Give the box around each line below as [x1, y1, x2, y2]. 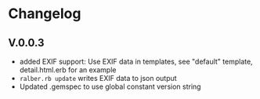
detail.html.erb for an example [19, 65, 117, 75]
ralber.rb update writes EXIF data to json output [19, 74, 178, 82]
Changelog [8, 5, 81, 23]
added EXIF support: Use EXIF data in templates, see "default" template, [19, 57, 253, 66]
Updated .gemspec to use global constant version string [19, 82, 201, 91]
